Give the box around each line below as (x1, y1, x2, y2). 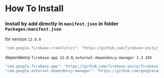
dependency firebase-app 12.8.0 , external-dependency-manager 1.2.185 (5, 55, 152, 60)
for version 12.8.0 (5, 36, 41, 42)
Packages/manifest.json (5, 26, 62, 32)
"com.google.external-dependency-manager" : (5, 69, 95, 74)
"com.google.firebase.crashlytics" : (5, 46, 80, 51)
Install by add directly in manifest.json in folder (5, 20, 119, 27)
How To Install (5, 3, 64, 14)
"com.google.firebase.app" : (5, 64, 62, 69)
